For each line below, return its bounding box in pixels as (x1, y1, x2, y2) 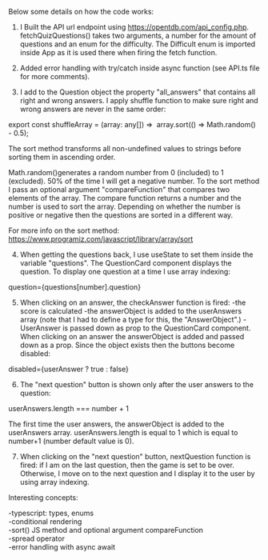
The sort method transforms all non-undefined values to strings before (8, 144, 242, 153)
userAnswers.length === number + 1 (8, 404, 130, 413)
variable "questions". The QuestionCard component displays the (19, 258, 232, 267)
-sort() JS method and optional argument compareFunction (8, 526, 204, 534)
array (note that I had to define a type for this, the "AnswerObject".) (19, 315, 242, 324)
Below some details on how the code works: (8, 7, 154, 16)
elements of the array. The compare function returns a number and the (8, 194, 242, 202)
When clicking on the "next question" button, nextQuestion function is (19, 452, 251, 461)
